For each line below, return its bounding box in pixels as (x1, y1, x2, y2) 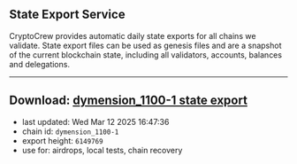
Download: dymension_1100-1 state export (9, 93, 247, 108)
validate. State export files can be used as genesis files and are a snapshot (9, 40, 282, 51)
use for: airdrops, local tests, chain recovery (21, 144, 183, 155)
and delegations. (9, 59, 71, 69)
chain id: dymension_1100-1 (21, 126, 119, 137)
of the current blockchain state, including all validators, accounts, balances (9, 49, 283, 60)
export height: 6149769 (21, 135, 103, 145)
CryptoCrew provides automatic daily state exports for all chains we (9, 30, 256, 41)
